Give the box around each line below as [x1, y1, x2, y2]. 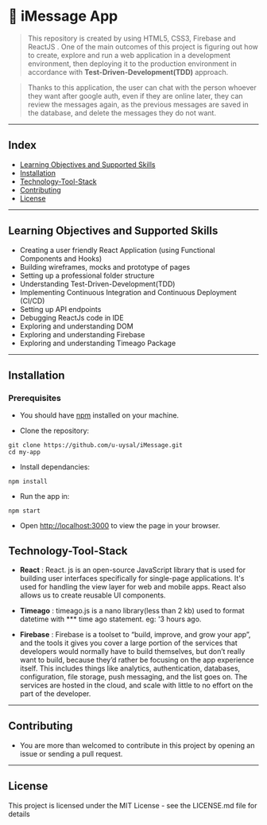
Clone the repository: [19, 426, 90, 436]
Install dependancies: [19, 462, 90, 472]
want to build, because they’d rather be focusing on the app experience [19, 656, 254, 665]
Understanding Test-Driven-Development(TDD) [19, 278, 176, 289]
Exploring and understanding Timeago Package [19, 338, 176, 348]
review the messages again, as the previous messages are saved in [27, 99, 249, 109]
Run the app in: [19, 492, 70, 501]
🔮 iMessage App [8, 7, 118, 25]
